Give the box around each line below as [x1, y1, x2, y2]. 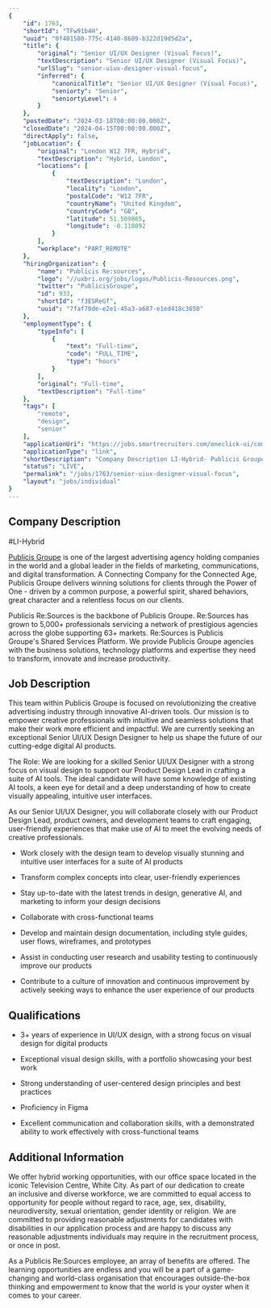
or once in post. [8, 1241, 60, 1250]
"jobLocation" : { [23, 139, 81, 148]
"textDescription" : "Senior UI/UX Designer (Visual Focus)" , [37, 57, 248, 65]
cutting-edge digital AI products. [8, 741, 117, 751]
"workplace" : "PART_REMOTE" [37, 245, 131, 253]
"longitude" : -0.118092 [65, 222, 147, 230]
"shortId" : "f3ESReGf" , [37, 297, 117, 305]
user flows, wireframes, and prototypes [19, 936, 152, 946]
